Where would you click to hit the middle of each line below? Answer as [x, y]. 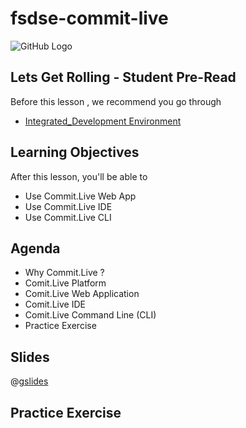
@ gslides [29, 381]
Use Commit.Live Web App [80, 196]
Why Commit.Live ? [64, 273]
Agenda [35, 248]
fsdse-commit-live [89, 18]
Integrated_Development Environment [103, 121]
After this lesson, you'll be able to [79, 176]
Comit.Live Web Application [82, 294]
